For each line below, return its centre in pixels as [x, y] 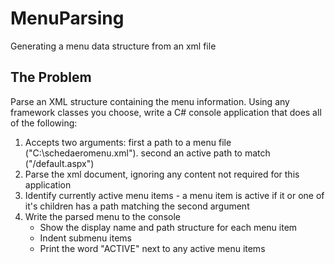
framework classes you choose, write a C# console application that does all [166, 112]
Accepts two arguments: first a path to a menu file [128, 142]
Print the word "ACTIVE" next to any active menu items [152, 248]
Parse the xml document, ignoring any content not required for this [162, 174]
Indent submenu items [85, 238]
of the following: [44, 123]
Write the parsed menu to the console [102, 216]
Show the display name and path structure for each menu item [168, 227]
